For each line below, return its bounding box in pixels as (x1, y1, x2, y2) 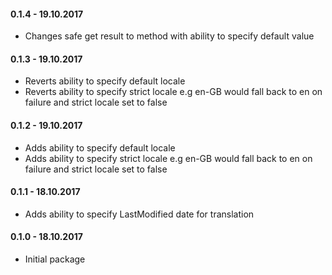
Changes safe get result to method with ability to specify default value (24, 30, 315, 42)
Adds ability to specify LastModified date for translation (24, 208, 255, 220)
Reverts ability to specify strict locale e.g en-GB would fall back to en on (24, 86, 323, 98)
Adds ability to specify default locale (24, 141, 176, 154)
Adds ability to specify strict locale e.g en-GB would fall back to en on (24, 152, 313, 164)
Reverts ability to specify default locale (24, 75, 186, 87)
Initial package (24, 253, 86, 265)
